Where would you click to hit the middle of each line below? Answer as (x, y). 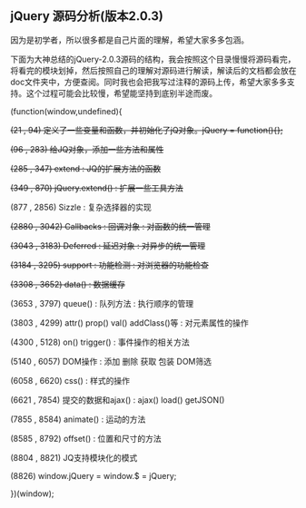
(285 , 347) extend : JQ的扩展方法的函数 (86, 168)
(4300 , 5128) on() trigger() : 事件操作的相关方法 (100, 342)
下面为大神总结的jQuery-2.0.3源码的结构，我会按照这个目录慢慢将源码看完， (153, 59)
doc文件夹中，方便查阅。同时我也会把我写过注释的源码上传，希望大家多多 (148, 82)
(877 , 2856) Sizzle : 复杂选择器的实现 (81, 207)
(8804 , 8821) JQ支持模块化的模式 (74, 457)
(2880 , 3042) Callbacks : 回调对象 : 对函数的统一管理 (111, 226)
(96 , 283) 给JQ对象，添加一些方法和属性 (87, 149)
